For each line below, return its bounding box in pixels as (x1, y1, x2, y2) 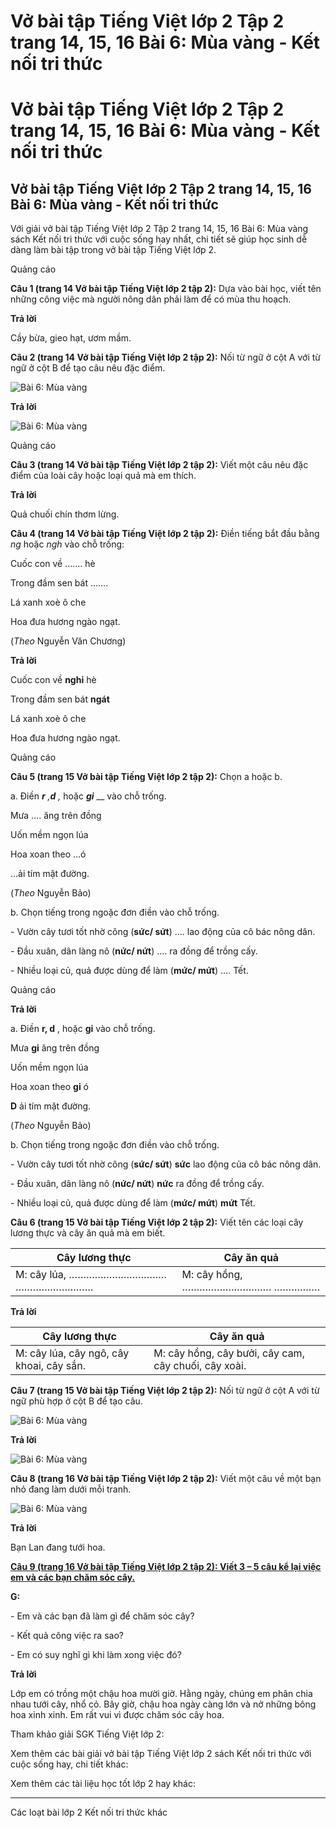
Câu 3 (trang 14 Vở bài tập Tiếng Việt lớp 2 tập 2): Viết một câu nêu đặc (10, 459, 309, 471)
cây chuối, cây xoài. (153, 1359, 247, 1373)
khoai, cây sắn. (15, 1359, 86, 1373)
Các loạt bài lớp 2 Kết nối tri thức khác (10, 1806, 168, 1819)
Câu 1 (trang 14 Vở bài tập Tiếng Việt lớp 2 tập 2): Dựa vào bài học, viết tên (10, 283, 322, 295)
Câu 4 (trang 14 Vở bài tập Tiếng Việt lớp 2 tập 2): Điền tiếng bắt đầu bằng (10, 528, 320, 540)
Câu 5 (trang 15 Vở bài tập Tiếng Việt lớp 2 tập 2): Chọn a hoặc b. (10, 771, 283, 783)
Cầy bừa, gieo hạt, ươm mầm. (10, 332, 132, 344)
